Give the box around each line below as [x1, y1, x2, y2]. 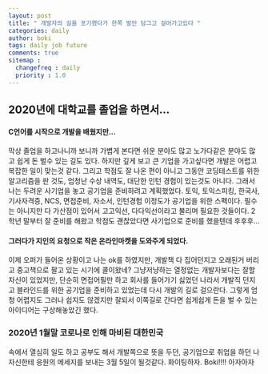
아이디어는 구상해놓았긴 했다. [8, 305, 98, 315]
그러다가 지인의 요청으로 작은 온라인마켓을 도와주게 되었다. [8, 235, 189, 245]
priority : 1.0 [15, 71, 66, 79]
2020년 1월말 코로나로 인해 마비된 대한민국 [8, 328, 164, 339]
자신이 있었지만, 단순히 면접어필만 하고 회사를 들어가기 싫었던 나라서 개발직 [8, 275, 242, 285]
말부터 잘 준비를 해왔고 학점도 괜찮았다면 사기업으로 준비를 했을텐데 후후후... [22, 216, 260, 226]
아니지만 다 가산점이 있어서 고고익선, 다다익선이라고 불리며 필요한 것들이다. [16, 206, 250, 216]
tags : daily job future [8, 42, 88, 50]
